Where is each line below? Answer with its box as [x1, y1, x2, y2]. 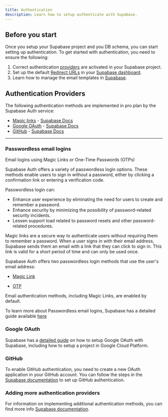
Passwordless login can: [5, 187, 55, 193]
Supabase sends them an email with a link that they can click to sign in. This [5, 243, 162, 249]
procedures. [28, 223, 53, 229]
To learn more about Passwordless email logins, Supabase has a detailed [5, 308, 156, 314]
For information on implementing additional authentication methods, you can [5, 401, 162, 407]
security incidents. [12, 212, 51, 218]
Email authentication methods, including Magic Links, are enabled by [5, 293, 147, 299]
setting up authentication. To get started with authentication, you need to [5, 49, 155, 55]
